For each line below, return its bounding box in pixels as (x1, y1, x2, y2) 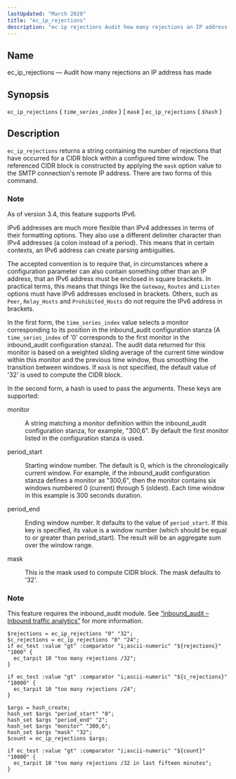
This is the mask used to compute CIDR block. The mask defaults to (25, 568, 221, 577)
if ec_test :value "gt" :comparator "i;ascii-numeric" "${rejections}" (7, 642, 221, 650)
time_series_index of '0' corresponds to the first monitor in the (7, 333, 190, 342)
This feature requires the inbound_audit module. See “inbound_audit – (7, 609, 209, 618)
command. (7, 176, 39, 185)
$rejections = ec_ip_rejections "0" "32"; (7, 630, 133, 637)
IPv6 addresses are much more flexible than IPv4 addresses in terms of (7, 223, 214, 232)
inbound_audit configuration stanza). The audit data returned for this (7, 341, 206, 349)
